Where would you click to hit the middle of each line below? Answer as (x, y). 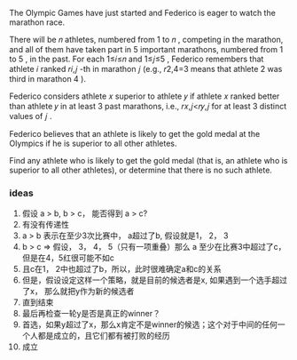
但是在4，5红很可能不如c (68, 258)
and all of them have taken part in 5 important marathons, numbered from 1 (146, 49)
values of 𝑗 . (31, 116)
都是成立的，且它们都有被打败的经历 (104, 336)
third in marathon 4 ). (48, 79)
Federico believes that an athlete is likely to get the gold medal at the (135, 134)
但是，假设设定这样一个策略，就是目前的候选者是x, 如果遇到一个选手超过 (155, 280)
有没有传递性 (45, 225)
